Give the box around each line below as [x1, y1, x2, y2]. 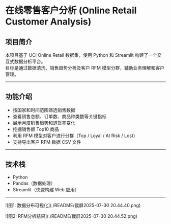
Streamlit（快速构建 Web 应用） [12, 186, 79, 192]
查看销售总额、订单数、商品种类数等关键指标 [12, 113, 107, 119]
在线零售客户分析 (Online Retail [5, 5, 137, 16]
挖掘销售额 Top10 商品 [12, 126, 60, 132]
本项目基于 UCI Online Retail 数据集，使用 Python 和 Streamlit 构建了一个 [5, 52, 158, 58]
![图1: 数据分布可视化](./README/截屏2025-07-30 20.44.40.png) [5, 202, 141, 208]
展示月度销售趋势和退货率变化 [12, 120, 75, 126]
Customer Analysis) [5, 16, 92, 28]
